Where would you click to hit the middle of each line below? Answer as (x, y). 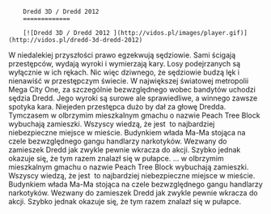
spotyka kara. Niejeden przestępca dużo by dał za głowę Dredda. (117, 107)
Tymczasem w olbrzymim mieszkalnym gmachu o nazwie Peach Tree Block (134, 115)
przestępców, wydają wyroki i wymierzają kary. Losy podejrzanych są (125, 64)
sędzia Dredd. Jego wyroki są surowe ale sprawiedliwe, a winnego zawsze (133, 98)
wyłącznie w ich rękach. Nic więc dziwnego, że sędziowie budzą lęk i (124, 72)
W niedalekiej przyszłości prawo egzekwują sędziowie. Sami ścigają (122, 55)
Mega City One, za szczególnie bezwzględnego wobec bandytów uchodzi (132, 90)
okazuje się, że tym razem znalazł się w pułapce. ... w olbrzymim (116, 158)
